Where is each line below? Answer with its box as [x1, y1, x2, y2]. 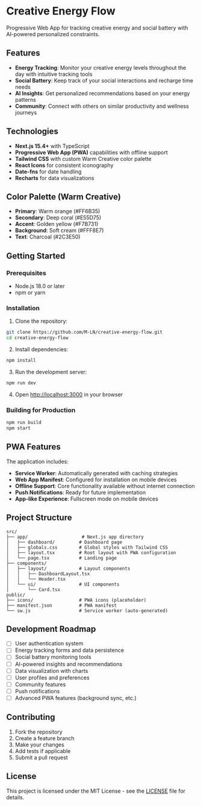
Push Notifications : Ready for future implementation [14, 489, 146, 496]
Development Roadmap [6, 623, 96, 634]
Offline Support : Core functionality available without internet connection [14, 482, 196, 489]
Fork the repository [14, 728, 63, 736]
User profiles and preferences [14, 673, 90, 681]
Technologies [6, 127, 59, 137]
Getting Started [6, 251, 66, 261]
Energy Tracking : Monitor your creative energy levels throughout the [14, 64, 187, 71]
